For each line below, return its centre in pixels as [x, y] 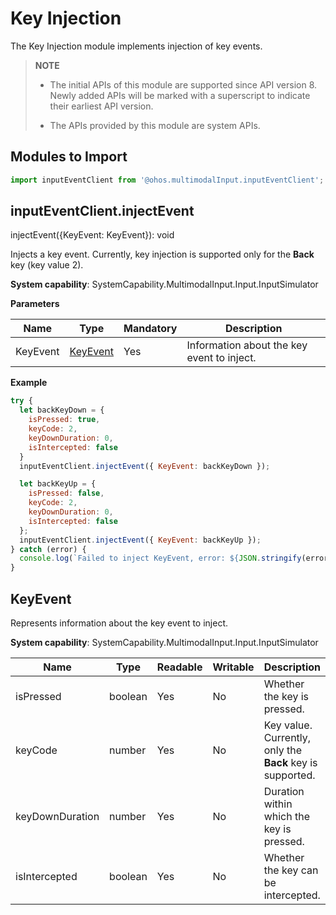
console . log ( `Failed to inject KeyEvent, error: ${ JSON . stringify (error [174, 558]
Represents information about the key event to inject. [119, 623]
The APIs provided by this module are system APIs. [155, 125]
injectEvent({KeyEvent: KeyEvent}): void [92, 235]
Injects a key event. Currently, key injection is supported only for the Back [162, 254]
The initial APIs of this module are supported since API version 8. [183, 84]
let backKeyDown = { [62, 410]
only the [282, 750]
